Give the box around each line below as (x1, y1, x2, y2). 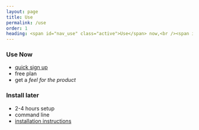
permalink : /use (6, 20, 46, 26)
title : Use (6, 14, 33, 20)
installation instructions (14, 117, 72, 125)
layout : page (6, 8, 38, 15)
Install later (6, 91, 40, 100)
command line (14, 111, 50, 118)
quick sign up (14, 64, 49, 71)
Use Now (6, 50, 33, 59)
